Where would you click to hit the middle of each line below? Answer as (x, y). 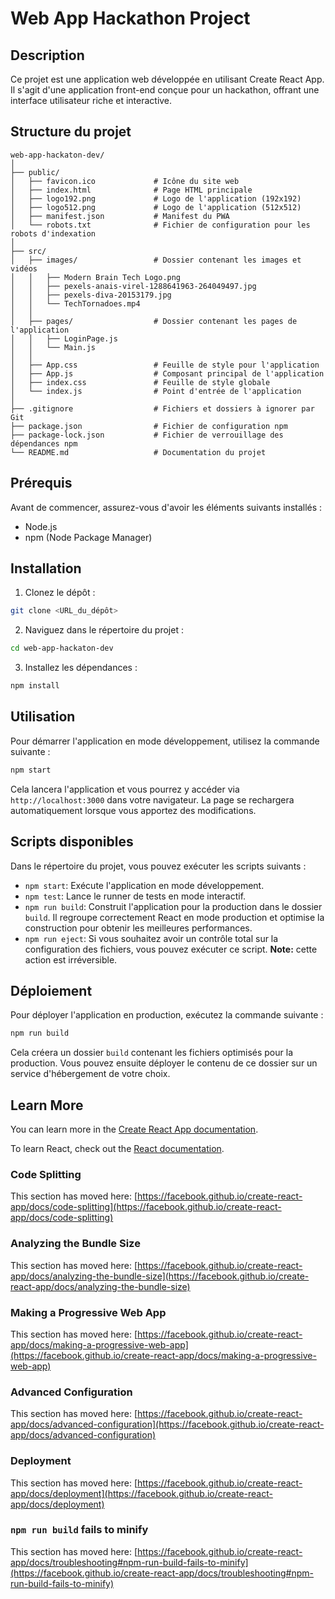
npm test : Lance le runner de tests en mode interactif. (135, 896)
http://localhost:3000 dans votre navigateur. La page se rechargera (152, 799)
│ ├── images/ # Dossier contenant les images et (156, 260)
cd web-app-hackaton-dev (62, 648)
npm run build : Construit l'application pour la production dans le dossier (173, 906)
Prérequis (41, 483)
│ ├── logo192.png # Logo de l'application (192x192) (156, 198)
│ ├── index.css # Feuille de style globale (140, 382)
